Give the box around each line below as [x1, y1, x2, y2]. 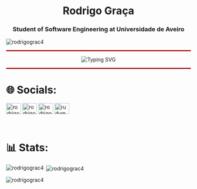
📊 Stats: [6, 141, 49, 154]
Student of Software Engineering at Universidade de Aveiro [12, 25, 185, 34]
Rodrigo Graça [62, 4, 135, 18]
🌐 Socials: [6, 83, 57, 97]
